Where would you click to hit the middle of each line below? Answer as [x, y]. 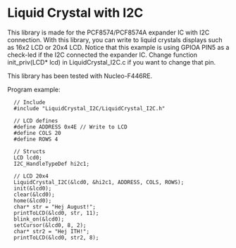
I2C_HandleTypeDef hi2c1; [52, 164]
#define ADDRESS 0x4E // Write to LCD [71, 127]
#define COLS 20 [37, 133]
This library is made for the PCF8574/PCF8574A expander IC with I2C [108, 32]
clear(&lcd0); [34, 195]
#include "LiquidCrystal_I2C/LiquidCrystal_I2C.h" [89, 108]
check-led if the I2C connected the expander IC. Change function [103, 55]
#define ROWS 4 [36, 139]
